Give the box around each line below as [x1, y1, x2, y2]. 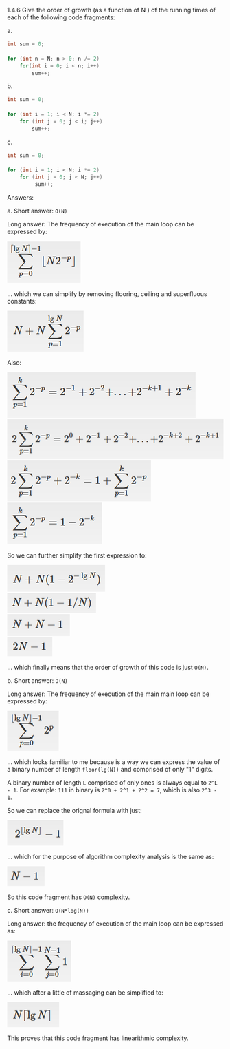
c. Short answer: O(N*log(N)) [7, 906, 89, 914]
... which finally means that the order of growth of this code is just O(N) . [7, 663, 209, 671]
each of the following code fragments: [7, 13, 115, 21]
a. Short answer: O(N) [7, 206, 68, 215]
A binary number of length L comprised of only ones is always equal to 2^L [7, 778, 218, 787]
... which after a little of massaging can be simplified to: [7, 988, 163, 997]
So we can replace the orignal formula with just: [7, 806, 142, 814]
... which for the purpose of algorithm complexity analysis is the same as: [7, 852, 214, 860]
